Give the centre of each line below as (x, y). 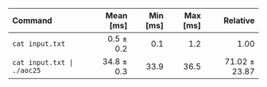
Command (33, 21)
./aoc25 (27, 70)
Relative (239, 21)
